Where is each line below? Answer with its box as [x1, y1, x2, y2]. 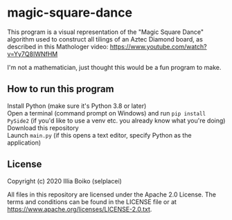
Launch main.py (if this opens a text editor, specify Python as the [7, 131, 192, 139]
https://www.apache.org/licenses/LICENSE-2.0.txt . [7, 205, 152, 213]
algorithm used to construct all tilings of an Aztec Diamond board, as [7, 35, 203, 43]
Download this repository [7, 123, 79, 132]
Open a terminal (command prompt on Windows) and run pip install [7, 109, 206, 117]
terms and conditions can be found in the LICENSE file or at [7, 197, 177, 205]
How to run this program [7, 83, 114, 95]
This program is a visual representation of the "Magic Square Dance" [7, 28, 204, 36]
